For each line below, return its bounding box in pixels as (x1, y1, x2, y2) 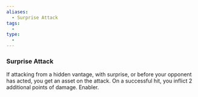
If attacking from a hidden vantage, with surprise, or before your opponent (6, 71, 192, 78)
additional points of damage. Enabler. (6, 84, 99, 91)
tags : (6, 20, 20, 26)
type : (6, 32, 20, 38)
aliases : (6, 8, 28, 15)
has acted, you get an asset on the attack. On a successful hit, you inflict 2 (6, 77, 193, 85)
